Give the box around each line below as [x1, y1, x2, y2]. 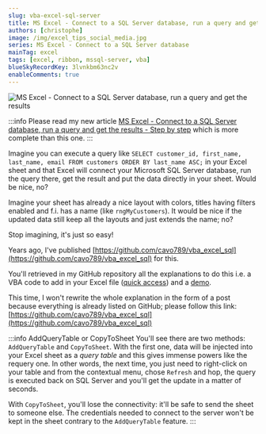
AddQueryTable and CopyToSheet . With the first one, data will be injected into [8, 342, 253, 351]
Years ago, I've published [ [8, 245, 96, 255]
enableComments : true [8, 71, 80, 79]
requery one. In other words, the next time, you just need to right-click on [8, 359, 248, 368]
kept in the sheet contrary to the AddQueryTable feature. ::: [8, 416, 196, 425]
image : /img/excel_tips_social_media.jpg [8, 33, 147, 42]
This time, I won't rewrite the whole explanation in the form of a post [8, 293, 231, 302]
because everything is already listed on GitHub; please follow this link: [8, 301, 237, 310]
